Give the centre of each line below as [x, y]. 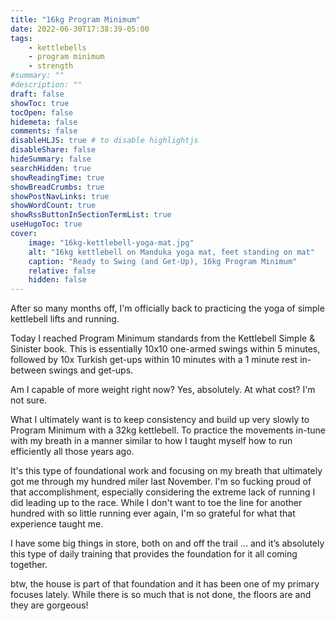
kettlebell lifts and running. [65, 319]
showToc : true [40, 103]
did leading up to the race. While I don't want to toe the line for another [156, 503]
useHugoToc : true [46, 224]
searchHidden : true [51, 168]
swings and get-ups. [91, 370]
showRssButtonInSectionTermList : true [91, 215]
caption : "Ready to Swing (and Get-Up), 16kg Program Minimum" [163, 261]
